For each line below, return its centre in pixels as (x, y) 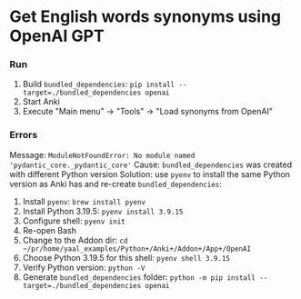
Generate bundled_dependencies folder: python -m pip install (139, 277)
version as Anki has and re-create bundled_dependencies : (116, 184)
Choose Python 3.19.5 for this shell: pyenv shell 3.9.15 (126, 257)
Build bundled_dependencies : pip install (99, 85)
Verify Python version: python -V (84, 267)
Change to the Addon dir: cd (75, 240)
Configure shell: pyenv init (74, 221)
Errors (24, 135)
